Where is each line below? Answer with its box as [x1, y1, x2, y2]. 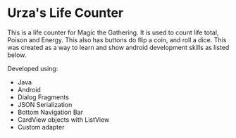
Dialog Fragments [17, 93, 69, 101]
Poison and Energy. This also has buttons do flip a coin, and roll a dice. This [7, 35, 227, 44]
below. [7, 51, 27, 59]
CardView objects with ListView [17, 115, 110, 124]
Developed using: [7, 64, 58, 73]
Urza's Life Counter [7, 5, 124, 21]
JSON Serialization [17, 100, 73, 108]
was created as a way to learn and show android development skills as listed [7, 43, 230, 51]
